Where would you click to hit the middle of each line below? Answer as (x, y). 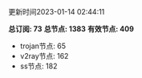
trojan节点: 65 (43, 46)
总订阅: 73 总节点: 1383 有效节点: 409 (71, 29)
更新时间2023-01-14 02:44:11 (57, 12)
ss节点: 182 (39, 66)
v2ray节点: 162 (44, 56)
